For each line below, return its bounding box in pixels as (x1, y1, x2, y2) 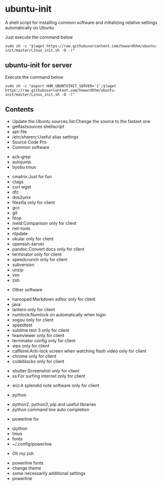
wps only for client (12, 343, 50, 348)
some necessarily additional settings (12, 470, 86, 476)
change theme (12, 465, 41, 471)
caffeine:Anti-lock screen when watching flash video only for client (12, 348, 147, 354)
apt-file (12, 128, 27, 135)
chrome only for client (12, 353, 56, 359)
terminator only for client (12, 251, 62, 257)
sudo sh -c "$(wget (5, 43, 45, 48)
